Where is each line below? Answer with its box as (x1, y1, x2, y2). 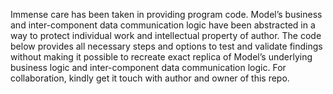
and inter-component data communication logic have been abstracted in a (10, 19, 316, 31)
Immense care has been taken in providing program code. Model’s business (10, 9, 323, 20)
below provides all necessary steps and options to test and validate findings (10, 40, 323, 52)
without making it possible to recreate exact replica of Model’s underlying (10, 51, 313, 63)
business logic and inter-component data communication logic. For (10, 62, 287, 73)
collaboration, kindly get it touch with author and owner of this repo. (10, 72, 290, 84)
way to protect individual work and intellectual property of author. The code (10, 30, 322, 41)
